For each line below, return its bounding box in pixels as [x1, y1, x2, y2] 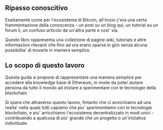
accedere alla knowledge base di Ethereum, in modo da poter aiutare [5, 79, 144, 85]
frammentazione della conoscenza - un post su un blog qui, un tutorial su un [5, 22, 158, 28]
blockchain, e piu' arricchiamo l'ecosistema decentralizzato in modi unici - [5, 109, 154, 115]
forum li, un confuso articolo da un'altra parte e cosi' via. [5, 27, 119, 33]
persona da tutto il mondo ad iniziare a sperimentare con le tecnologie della [5, 85, 157, 90]
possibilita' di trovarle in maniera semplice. [5, 47, 91, 53]
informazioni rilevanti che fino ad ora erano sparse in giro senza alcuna [5, 42, 147, 48]
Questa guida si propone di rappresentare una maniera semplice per [5, 74, 142, 80]
